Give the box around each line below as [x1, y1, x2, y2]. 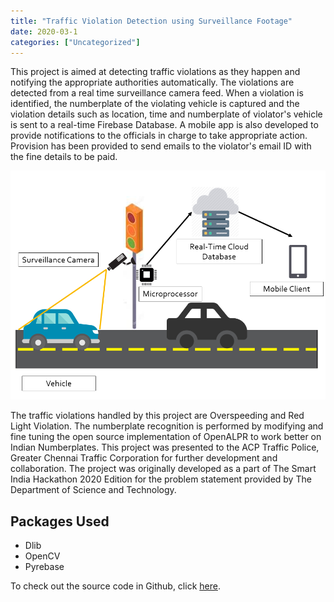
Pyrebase [24, 561, 65, 573]
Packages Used [10, 513, 110, 530]
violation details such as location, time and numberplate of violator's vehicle [10, 108, 323, 120]
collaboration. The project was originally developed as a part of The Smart [10, 463, 317, 475]
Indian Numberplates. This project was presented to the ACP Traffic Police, [10, 441, 320, 454]
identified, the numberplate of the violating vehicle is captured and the [10, 98, 300, 110]
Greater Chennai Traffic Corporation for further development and [10, 452, 278, 464]
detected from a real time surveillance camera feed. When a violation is [10, 87, 304, 99]
